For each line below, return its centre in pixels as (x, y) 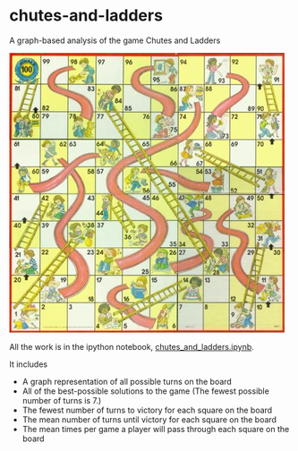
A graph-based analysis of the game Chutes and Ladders (115, 40)
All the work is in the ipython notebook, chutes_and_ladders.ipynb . (132, 346)
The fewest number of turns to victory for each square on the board (147, 410)
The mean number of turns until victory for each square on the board (149, 419)
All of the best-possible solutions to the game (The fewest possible (146, 391)
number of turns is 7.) (62, 400)
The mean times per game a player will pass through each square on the (156, 429)
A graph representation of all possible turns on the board (127, 381)
